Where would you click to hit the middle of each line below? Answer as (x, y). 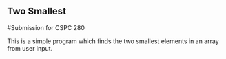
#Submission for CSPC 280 (46, 27)
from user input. (30, 48)
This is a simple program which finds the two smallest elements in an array (113, 41)
